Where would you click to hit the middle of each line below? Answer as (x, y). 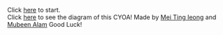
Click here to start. (34, 10)
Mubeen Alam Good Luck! (45, 24)
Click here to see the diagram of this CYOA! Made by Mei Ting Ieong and (112, 17)
